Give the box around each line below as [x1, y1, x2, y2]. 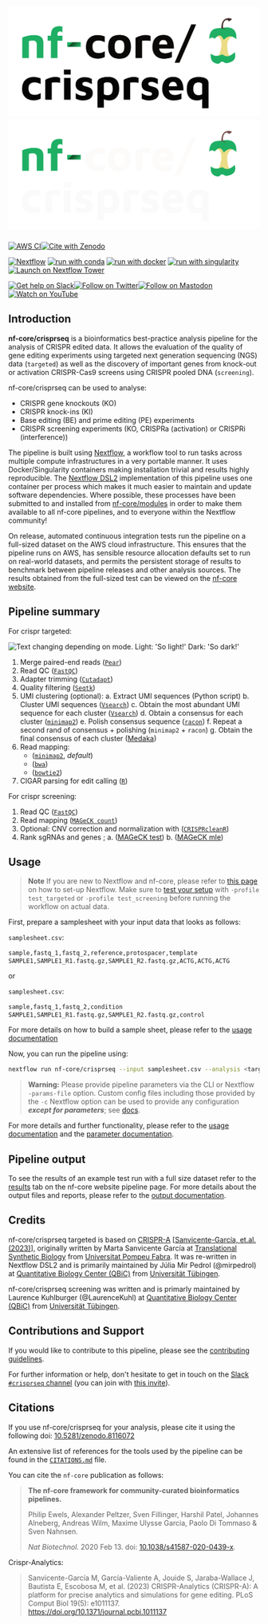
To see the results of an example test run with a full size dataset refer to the [8, 1174, 257, 1183]
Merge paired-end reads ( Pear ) [19, 657, 122, 666]
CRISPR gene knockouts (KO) [19, 398, 117, 408]
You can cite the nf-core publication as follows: [8, 1470, 164, 1480]
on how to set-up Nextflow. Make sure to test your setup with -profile [27, 885, 260, 895]
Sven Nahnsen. [27, 1527, 78, 1536]
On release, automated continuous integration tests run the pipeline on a [8, 531, 246, 540]
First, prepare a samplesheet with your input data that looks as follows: [8, 917, 241, 927]
